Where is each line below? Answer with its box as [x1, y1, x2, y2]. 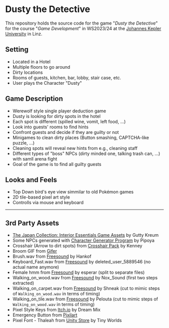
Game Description [5, 94, 63, 103]
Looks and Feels [5, 176, 57, 184]
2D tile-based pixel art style [12, 194, 70, 200]
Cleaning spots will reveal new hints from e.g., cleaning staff [12, 145, 138, 151]
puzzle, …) [12, 139, 35, 146]
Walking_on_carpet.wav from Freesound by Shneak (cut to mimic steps [12, 285, 160, 291]
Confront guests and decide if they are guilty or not [12, 129, 119, 135]
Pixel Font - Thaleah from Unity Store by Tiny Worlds [12, 317, 122, 323]
